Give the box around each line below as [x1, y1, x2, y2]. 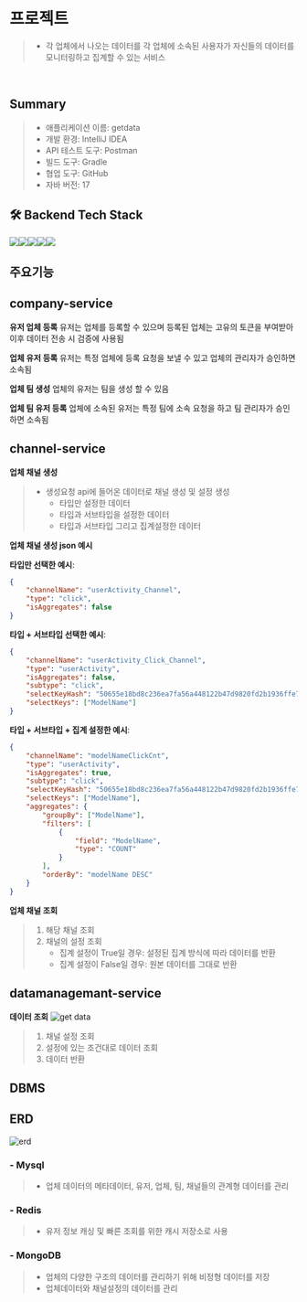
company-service [9, 296, 113, 312]
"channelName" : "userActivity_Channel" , [26, 586, 182, 595]
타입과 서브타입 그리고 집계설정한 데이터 [58, 520, 201, 531]
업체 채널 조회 [9, 904, 58, 915]
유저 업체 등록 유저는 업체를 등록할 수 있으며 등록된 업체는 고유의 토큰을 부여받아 [9, 321, 294, 332]
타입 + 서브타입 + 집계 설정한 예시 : [9, 724, 131, 735]
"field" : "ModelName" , [74, 836, 162, 846]
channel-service [9, 441, 107, 457]
